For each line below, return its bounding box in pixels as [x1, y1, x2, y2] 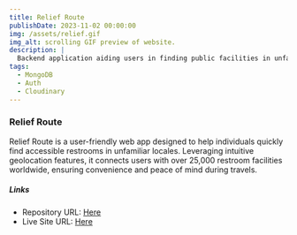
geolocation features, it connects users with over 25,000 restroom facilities [9, 155, 283, 165]
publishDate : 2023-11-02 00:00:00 [9, 21, 137, 30]
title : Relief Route [9, 12, 86, 22]
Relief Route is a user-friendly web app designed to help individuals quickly [9, 136, 284, 147]
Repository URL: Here [21, 207, 102, 217]
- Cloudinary [17, 87, 65, 95]
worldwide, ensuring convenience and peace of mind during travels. [9, 164, 258, 175]
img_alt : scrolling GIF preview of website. [9, 37, 176, 47]
